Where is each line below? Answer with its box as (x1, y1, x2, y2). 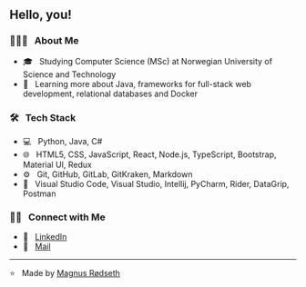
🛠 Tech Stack (9, 111, 76, 124)
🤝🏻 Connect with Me (9, 211, 107, 223)
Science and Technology (22, 68, 117, 80)
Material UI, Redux (22, 159, 93, 170)
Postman (22, 188, 56, 199)
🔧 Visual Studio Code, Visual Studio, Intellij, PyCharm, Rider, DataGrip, (22, 178, 290, 189)
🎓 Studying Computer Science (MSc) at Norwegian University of (22, 55, 273, 66)
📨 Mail (22, 241, 52, 252)
